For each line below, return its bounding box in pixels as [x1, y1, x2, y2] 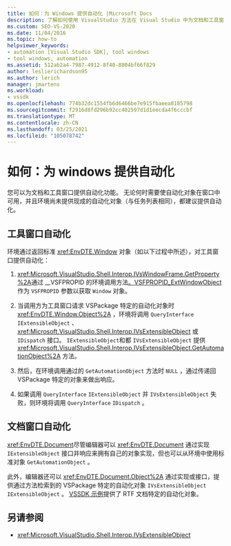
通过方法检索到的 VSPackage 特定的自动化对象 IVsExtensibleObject [12, 481, 207, 489]
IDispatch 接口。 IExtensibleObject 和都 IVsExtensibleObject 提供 [17, 336, 205, 344]
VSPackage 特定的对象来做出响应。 [17, 375, 119, 384]
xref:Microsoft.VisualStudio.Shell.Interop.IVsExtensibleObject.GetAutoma [17, 343, 224, 352]
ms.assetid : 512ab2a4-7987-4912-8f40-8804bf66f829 [7, 62, 156, 68]
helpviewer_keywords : [7, 42, 70, 49]
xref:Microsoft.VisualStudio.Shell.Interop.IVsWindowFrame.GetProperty [17, 270, 220, 278]
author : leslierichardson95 [7, 68, 88, 75]
